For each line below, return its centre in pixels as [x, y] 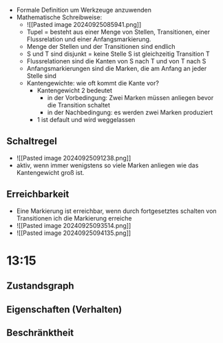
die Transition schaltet [79, 105]
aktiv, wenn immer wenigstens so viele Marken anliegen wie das [107, 165]
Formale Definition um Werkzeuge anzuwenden [84, 10]
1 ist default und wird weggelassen [86, 119]
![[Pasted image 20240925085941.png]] [84, 24]
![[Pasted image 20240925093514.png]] [74, 225]
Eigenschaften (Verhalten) [64, 309]
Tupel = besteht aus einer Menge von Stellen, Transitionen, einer [118, 32]
